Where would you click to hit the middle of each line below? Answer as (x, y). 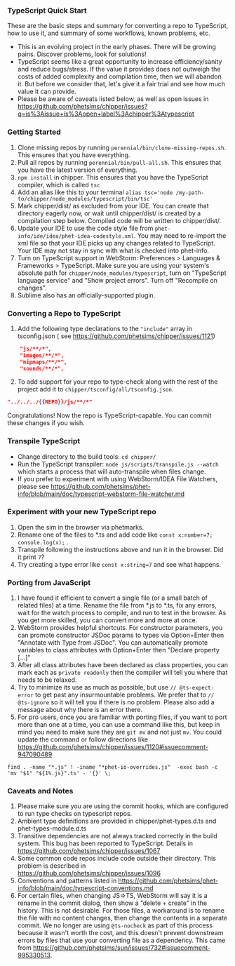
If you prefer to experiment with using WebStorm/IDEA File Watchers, (117, 478)
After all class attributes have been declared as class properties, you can (122, 665)
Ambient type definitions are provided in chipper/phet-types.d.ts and (117, 821)
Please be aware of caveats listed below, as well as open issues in (113, 99)
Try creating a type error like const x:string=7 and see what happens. (119, 564)
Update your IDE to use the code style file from (85, 228)
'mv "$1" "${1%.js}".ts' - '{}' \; (59, 774)
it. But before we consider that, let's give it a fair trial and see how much (121, 84)
